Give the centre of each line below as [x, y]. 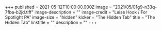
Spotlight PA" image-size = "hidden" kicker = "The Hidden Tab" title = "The [80, 17]
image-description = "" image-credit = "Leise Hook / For [91, 12]
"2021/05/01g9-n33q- [135, 7]
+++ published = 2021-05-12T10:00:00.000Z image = [59, 7]
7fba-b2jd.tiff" [19, 12]
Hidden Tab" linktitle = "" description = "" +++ [51, 22]
